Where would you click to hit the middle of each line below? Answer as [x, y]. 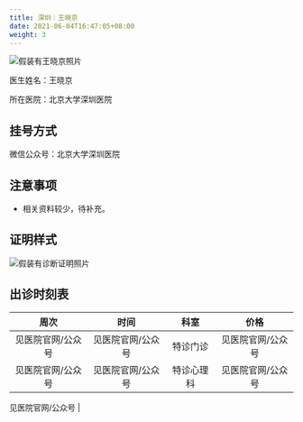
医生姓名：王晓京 [41, 80]
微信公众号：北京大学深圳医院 [64, 154]
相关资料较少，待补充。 [66, 209]
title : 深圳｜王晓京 [44, 18]
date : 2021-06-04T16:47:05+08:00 [72, 26]
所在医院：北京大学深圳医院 [61, 99]
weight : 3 [28, 34]
